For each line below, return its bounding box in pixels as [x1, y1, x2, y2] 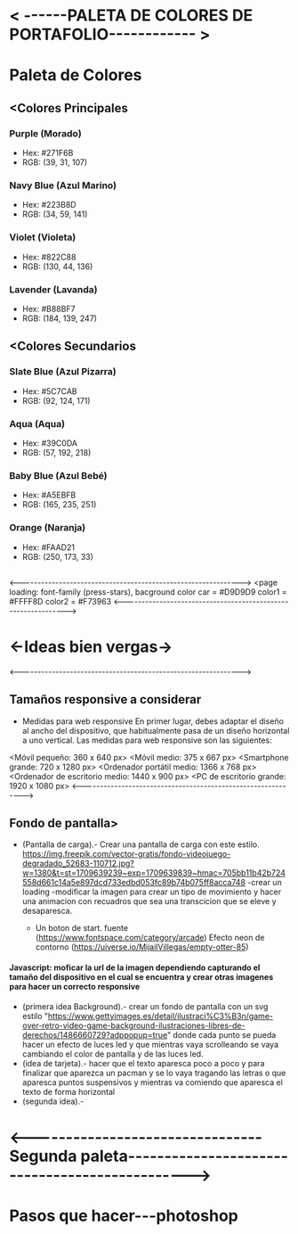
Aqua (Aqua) [9, 417, 65, 430]
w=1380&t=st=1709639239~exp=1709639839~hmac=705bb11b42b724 [21, 868, 286, 878]
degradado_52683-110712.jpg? [21, 858, 135, 869]
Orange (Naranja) [9, 522, 86, 534]
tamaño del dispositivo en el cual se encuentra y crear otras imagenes [9, 972, 274, 983]
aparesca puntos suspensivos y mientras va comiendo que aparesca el [21, 1076, 283, 1088]
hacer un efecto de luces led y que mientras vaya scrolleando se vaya [21, 1039, 279, 1049]
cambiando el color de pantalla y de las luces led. [21, 1049, 204, 1059]
